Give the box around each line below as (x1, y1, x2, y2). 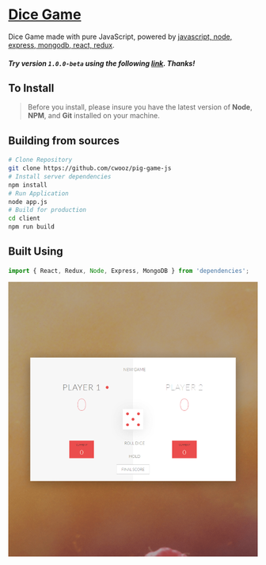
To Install (8, 81, 55, 94)
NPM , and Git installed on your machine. (27, 111, 160, 121)
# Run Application (8, 189, 69, 198)
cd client (8, 214, 41, 223)
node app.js (8, 198, 47, 206)
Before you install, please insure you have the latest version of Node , (27, 102, 253, 112)
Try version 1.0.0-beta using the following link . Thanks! (8, 58, 196, 68)
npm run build (8, 223, 55, 231)
